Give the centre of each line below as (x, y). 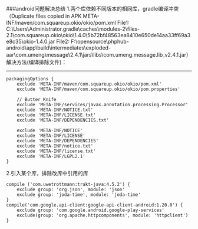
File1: (123, 23)
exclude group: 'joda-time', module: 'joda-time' (79, 195)
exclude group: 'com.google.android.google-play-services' (91, 210)
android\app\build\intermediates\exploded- (58, 48)
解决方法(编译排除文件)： (37, 62)
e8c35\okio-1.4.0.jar (31, 41)
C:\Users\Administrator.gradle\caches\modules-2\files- (73, 29)
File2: (63, 41)
